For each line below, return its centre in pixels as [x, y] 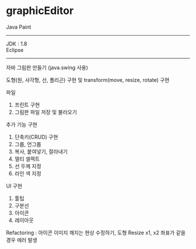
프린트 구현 [27, 105]
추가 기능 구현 [22, 124]
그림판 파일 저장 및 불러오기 [46, 112]
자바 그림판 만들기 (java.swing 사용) [47, 67]
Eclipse [15, 50]
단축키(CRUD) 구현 [36, 137]
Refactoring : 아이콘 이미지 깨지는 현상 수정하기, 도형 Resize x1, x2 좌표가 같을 [96, 233]
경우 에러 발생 [22, 240]
